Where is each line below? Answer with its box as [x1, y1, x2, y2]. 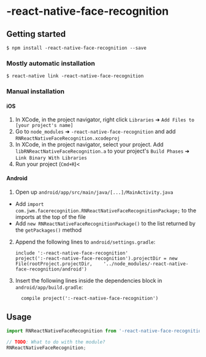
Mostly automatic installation [6, 59, 96, 67]
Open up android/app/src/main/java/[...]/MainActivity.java [15, 188, 174, 196]
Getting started [6, 29, 66, 39]
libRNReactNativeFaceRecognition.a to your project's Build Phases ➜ [15, 147, 190, 155]
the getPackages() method [15, 226, 82, 234]
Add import [15, 200, 44, 207]
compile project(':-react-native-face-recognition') [21, 295, 159, 301]
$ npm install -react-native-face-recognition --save [6, 45, 147, 51]
